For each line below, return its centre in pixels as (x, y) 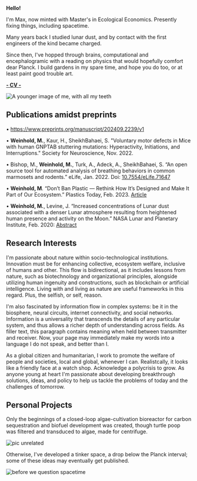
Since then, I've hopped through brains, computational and (77, 55)
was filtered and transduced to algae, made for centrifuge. (77, 432)
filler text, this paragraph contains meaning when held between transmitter (96, 331)
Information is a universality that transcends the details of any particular (93, 319)
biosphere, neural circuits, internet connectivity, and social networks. (90, 313)
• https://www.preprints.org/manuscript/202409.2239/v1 (75, 129)
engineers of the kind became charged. (54, 43)
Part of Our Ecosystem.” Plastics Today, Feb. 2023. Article (76, 194)
